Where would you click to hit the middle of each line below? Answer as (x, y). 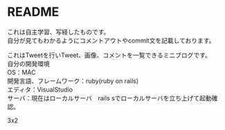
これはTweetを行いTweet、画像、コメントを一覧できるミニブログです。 (109, 55)
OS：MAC (21, 72)
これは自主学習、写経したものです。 (58, 32)
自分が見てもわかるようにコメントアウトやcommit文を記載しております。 (111, 40)
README (33, 12)
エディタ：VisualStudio (40, 89)
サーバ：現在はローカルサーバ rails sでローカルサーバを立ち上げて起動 (110, 98)
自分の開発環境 (28, 63)
